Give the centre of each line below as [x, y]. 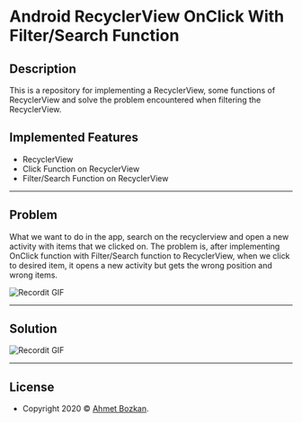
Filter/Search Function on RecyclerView [95, 178]
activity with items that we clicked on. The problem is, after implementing [145, 246]
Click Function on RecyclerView [81, 169]
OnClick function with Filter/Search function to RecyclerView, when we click [150, 256]
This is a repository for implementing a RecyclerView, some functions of [142, 90]
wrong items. [34, 275]
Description [43, 69]
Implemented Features [74, 138]
